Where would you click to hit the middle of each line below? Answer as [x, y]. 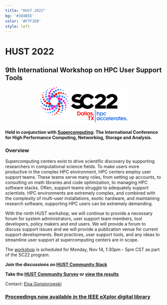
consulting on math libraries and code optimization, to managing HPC [77, 183]
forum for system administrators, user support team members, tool [74, 219]
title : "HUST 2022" [25, 10]
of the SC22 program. [27, 255]
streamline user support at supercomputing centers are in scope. [72, 240]
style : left [17, 26]
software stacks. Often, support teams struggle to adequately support [77, 188]
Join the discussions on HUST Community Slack [56, 265]
